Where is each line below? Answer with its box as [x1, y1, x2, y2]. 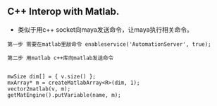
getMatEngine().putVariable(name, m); [7, 91, 121, 98]
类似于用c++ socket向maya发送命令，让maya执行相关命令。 [17, 25, 194, 34]
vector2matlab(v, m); [7, 85, 71, 93]
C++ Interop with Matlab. [7, 6, 120, 18]
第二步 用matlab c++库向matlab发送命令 [7, 54, 114, 61]
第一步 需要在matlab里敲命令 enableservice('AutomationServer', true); [7, 40, 211, 48]
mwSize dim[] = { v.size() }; [7, 73, 97, 80]
